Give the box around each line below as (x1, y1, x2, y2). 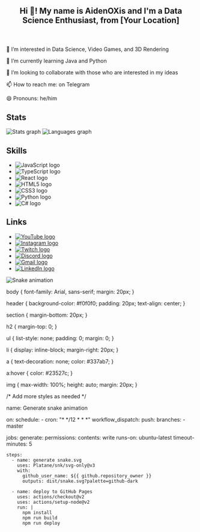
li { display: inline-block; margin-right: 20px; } (6, 346, 119, 353)
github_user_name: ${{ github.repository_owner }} (22, 473, 152, 479)
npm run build (22, 515, 58, 521)
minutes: (6, 440, 28, 447)
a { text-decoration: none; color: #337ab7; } (6, 357, 114, 365)
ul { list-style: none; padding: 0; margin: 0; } (6, 334, 114, 342)
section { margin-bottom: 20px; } (6, 311, 88, 318)
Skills (6, 145, 27, 156)
